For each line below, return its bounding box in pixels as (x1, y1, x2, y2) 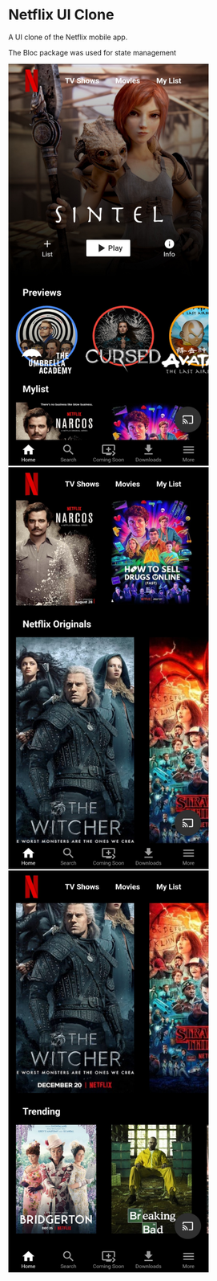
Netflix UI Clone (8, 6, 115, 24)
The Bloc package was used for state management (8, 47, 177, 57)
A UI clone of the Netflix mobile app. (8, 32, 128, 42)
